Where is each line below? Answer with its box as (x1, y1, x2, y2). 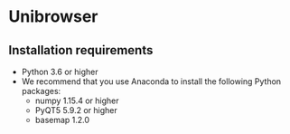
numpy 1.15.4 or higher (34, 95, 119, 106)
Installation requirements (8, 43, 154, 58)
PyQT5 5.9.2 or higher (34, 105, 118, 115)
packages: (21, 86, 61, 96)
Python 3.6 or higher (21, 66, 98, 77)
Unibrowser (8, 6, 98, 27)
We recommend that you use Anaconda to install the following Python (21, 76, 282, 87)
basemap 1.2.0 (34, 115, 90, 125)
